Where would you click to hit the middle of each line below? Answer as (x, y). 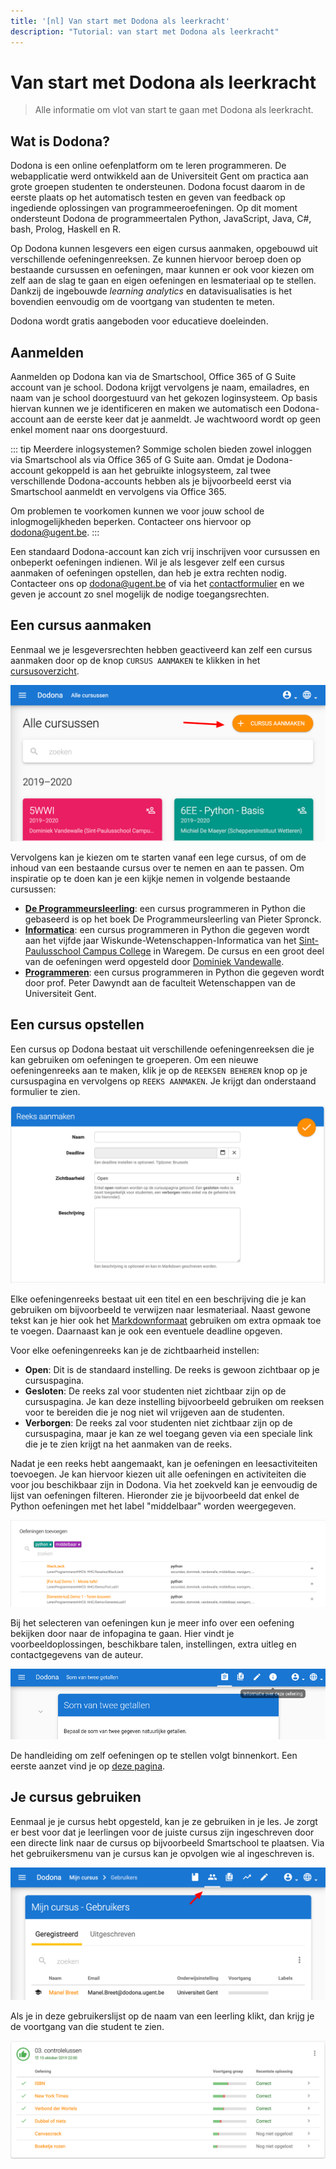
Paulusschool (52, 951)
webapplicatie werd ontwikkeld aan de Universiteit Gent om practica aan (159, 176)
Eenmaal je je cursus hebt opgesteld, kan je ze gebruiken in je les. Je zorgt (164, 1821)
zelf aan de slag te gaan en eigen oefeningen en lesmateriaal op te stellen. (163, 281)
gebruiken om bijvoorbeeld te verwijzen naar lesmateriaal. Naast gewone (160, 1310)
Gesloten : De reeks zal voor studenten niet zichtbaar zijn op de (155, 1391)
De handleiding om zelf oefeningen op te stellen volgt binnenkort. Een (154, 1755)
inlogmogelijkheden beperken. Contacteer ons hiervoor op (131, 522)
